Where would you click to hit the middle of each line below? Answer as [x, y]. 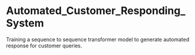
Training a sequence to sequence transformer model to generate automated [97, 39]
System [25, 23]
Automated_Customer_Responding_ [96, 11]
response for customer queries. [44, 46]
